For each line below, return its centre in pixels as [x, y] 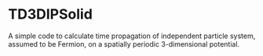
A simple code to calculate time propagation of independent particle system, [132, 36]
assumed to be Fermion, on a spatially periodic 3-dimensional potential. [124, 44]
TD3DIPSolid [50, 14]
